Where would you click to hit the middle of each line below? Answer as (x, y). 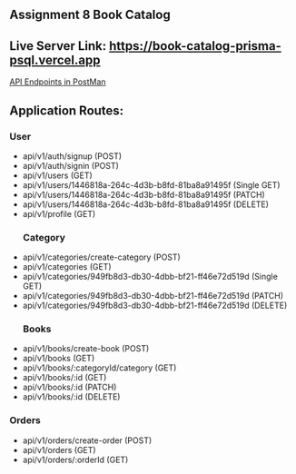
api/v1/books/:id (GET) (64, 378)
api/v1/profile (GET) (59, 213)
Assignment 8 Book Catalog (90, 15)
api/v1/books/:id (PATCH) (69, 387)
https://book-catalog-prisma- (195, 46)
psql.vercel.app (55, 59)
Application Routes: (67, 110)
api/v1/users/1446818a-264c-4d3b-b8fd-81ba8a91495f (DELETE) (146, 204)
